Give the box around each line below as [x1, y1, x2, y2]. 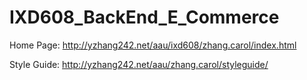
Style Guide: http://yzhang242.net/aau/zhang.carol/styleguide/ [9, 58, 269, 70]
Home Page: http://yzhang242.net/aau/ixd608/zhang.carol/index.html [9, 39, 297, 51]
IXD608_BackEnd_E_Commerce [9, 6, 280, 29]
